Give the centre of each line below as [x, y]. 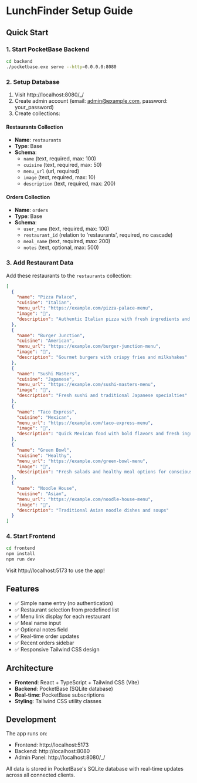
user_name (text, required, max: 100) [66, 229]
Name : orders [31, 210]
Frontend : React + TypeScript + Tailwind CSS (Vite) [77, 682]
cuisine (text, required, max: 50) [62, 165]
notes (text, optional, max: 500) [61, 247]
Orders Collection [28, 197]
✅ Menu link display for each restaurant [62, 616]
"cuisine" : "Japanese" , [46, 379]
